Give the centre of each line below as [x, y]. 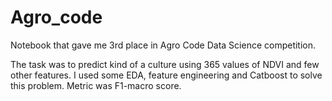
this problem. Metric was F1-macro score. [96, 85]
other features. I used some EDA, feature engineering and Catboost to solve [166, 75]
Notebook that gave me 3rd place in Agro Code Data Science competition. [163, 45]
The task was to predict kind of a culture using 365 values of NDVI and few [165, 64]
